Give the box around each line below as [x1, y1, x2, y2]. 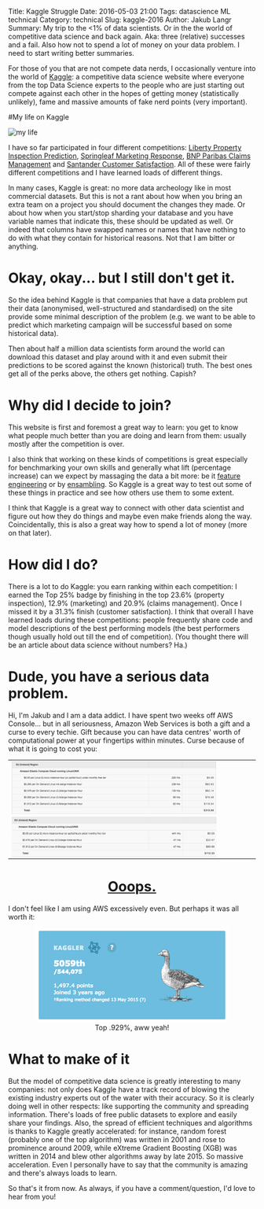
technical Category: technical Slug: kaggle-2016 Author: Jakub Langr [8, 15, 232, 24]
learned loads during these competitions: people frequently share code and [8, 615, 253, 625]
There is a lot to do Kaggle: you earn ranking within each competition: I [8, 581, 237, 591]
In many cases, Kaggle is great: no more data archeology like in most [8, 183, 232, 192]
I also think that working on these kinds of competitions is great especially [8, 454, 248, 463]
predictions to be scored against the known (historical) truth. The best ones [8, 360, 253, 370]
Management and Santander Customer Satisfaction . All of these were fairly [8, 160, 251, 168]
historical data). [8, 328, 59, 337]
